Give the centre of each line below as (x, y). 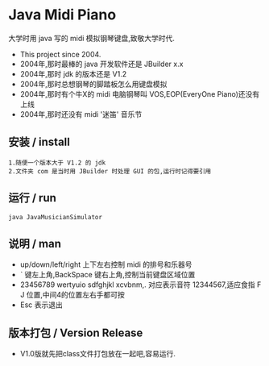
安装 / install (39, 142)
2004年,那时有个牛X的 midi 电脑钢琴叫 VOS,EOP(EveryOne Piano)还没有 (140, 94)
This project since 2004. (60, 54)
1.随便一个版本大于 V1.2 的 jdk (57, 163)
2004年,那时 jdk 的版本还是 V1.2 (73, 73)
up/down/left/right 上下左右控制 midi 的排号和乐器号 (106, 264)
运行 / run (32, 198)
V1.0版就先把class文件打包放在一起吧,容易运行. (97, 354)
